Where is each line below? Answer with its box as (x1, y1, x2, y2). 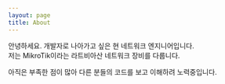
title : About (8, 19, 51, 26)
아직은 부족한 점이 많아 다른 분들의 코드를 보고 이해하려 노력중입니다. (8, 67, 217, 76)
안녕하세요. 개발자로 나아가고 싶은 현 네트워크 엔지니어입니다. (8, 40, 194, 51)
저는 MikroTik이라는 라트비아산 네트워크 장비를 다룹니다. (8, 51, 180, 60)
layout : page (8, 11, 51, 19)
